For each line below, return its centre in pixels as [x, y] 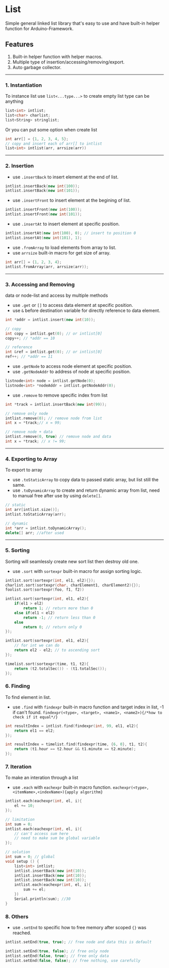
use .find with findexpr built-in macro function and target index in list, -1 [88, 707]
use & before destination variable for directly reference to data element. [86, 310]
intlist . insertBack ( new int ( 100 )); [43, 186]
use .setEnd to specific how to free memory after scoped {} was [79, 927]
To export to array [24, 470]
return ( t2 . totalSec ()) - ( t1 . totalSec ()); [61, 669]
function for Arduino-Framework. [39, 28]
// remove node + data [29, 432]
